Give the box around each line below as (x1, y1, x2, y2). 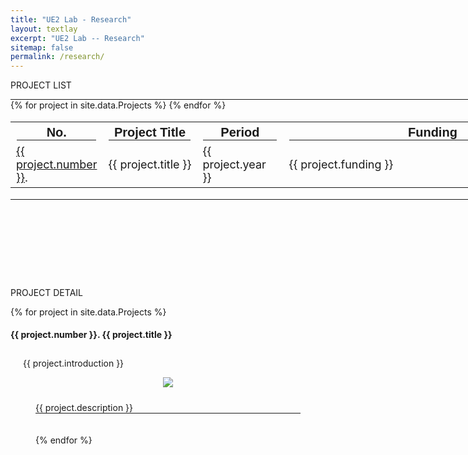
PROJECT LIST (10, 79, 72, 91)
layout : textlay (10, 24, 78, 34)
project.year (202, 157, 267, 172)
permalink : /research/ (10, 52, 105, 62)
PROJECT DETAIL (10, 286, 83, 298)
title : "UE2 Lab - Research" (10, 14, 132, 25)
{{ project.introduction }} (23, 357, 125, 370)
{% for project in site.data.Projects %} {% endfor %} (10, 99, 227, 111)
